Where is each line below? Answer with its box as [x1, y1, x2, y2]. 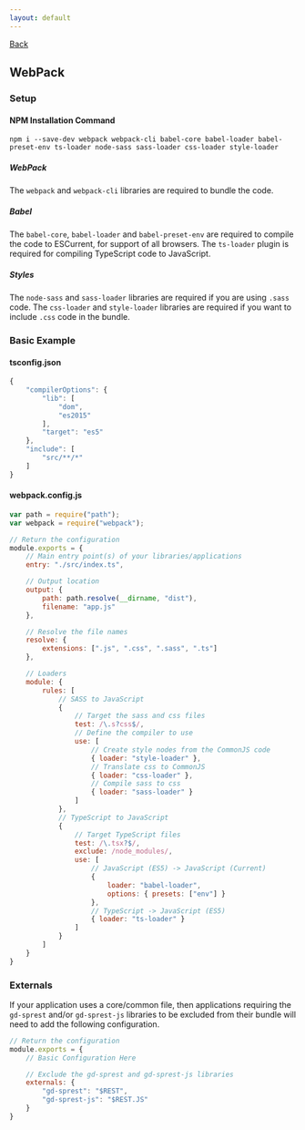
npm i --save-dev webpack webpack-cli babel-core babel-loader [9, 135, 255, 144]
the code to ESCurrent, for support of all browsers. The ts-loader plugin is [9, 239, 290, 250]
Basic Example [9, 334, 76, 346]
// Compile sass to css [90, 779, 181, 788]
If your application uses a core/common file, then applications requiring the [9, 999, 291, 1010]
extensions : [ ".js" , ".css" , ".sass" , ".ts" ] [42, 644, 219, 653]
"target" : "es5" [42, 427, 104, 437]
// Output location [25, 577, 100, 586]
